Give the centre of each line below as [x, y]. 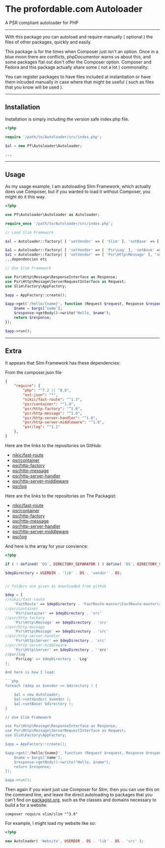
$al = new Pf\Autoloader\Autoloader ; [44, 146]
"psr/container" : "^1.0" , [49, 404]
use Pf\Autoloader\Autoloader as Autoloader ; [52, 215]
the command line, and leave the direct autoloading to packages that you [79, 795]
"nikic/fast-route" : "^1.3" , [53, 399]
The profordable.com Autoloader [74, 9]
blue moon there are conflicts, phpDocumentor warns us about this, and [78, 57]
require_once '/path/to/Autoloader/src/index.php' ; [59, 224]
